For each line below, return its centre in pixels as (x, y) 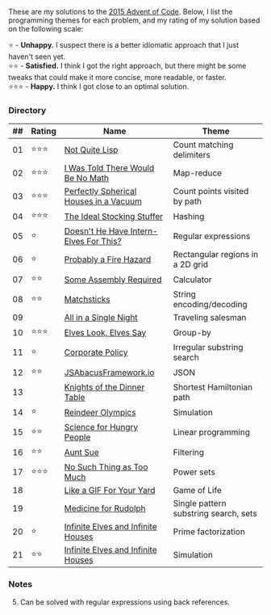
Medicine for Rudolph (105, 508)
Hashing (189, 216)
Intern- (144, 231)
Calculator (192, 280)
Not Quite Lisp (91, 150)
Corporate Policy (96, 352)
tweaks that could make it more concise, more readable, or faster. (118, 77)
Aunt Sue (81, 452)
